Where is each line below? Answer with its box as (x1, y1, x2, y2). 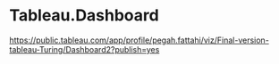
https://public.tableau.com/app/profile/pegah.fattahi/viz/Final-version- (9, 35, 270, 45)
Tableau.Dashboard (9, 5, 159, 26)
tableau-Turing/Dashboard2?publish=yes (9, 44, 160, 54)
